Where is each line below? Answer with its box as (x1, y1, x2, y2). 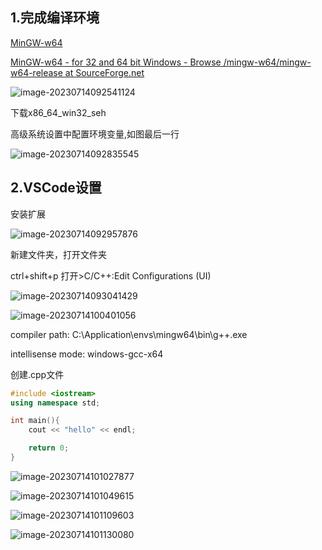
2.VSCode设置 (10, 179, 102, 197)
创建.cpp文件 (10, 368, 65, 380)
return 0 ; (28, 443, 70, 453)
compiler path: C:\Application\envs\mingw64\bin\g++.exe (10, 328, 248, 340)
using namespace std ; (10, 398, 101, 408)
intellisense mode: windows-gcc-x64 (10, 348, 164, 360)
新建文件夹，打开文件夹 (10, 248, 107, 260)
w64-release (10, 66, 63, 78)
